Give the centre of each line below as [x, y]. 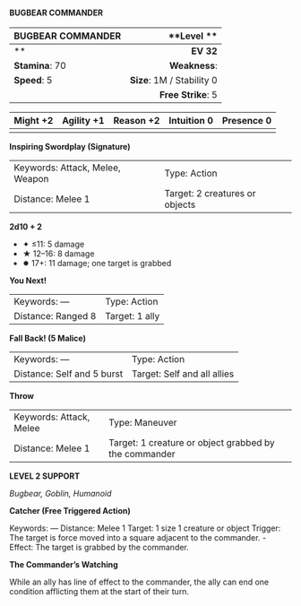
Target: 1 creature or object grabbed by [192, 443]
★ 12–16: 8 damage [58, 254]
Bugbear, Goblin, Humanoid [60, 494]
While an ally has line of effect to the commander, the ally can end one [139, 582]
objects [180, 204]
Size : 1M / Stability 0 [173, 81]
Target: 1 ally [132, 316]
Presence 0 [246, 121]
